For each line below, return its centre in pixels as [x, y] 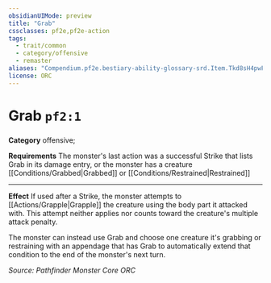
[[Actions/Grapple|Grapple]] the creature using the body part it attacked [128, 204]
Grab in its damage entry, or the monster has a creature [101, 164]
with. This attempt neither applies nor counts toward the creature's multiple [133, 213]
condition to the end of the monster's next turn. [87, 254]
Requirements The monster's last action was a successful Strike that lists [131, 156]
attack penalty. [33, 222]
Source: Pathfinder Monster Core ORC [72, 270]
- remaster [34, 61]
